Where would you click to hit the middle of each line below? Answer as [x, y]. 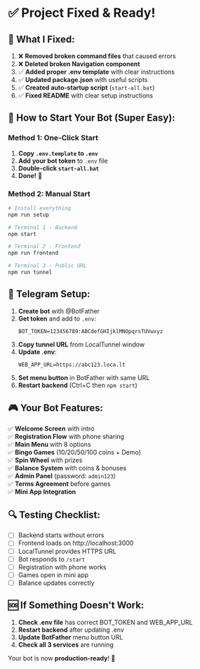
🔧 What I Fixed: [41, 39]
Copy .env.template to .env [58, 153]
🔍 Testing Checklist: [54, 515]
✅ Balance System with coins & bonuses [67, 468]
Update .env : [37, 351]
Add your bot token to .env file [63, 161]
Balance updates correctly [56, 583]
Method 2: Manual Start [49, 194]
